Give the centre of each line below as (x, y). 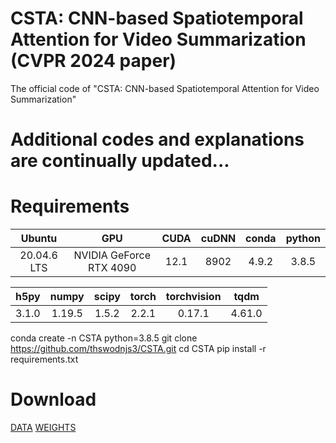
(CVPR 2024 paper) (93, 61)
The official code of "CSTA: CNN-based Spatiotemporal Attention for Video (165, 88)
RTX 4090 (112, 268)
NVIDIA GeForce (112, 255)
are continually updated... (120, 161)
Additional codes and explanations (157, 139)
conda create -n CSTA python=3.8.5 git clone (104, 338)
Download (53, 399)
